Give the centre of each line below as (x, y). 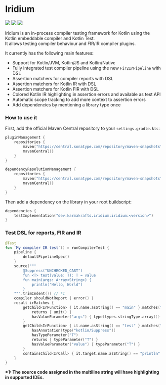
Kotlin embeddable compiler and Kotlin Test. (50, 38)
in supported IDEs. (25, 378)
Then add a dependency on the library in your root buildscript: (68, 202)
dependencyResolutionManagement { (41, 169)
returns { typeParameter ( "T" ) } (65, 340)
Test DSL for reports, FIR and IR (43, 233)
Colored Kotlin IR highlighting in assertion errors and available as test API (86, 94)
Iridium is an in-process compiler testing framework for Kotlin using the (78, 33)
